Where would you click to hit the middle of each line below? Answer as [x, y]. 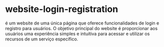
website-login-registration [62, 9]
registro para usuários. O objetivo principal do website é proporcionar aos [81, 28]
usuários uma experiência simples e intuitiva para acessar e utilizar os [77, 33]
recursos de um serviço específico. [42, 39]
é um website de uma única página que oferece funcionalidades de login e [82, 23]
